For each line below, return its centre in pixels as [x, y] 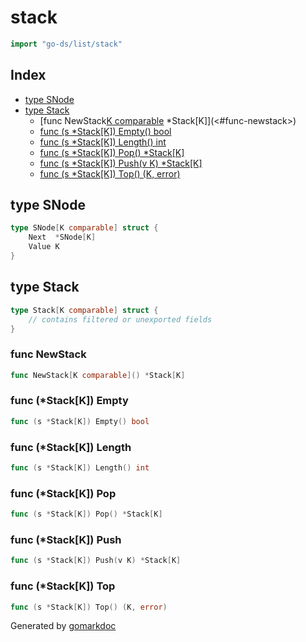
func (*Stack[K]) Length [71, 447]
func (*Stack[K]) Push [66, 539]
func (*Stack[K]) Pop [63, 493]
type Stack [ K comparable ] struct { [84, 310]
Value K [44, 247]
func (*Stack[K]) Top [63, 586]
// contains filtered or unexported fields [120, 319]
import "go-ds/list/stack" [66, 44]
